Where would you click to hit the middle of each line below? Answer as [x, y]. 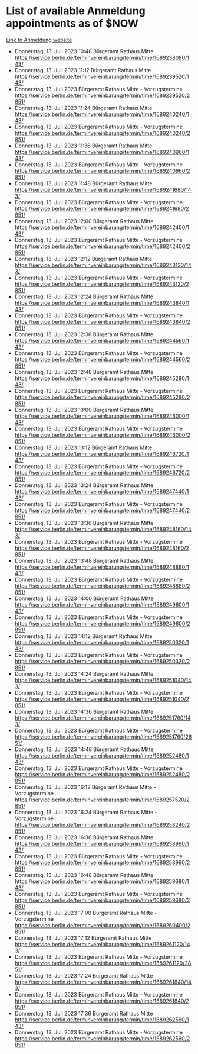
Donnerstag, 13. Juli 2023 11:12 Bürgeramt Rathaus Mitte [83, 70]
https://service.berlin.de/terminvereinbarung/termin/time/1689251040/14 [103, 680]
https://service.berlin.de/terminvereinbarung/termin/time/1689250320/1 [102, 642]
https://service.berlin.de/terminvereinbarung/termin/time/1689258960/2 [102, 862]
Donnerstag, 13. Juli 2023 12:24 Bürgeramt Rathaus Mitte [84, 296]
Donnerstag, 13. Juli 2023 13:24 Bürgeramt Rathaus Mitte [84, 485]
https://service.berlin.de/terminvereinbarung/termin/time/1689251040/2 [102, 699]
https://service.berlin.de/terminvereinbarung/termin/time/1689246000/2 [102, 435]
